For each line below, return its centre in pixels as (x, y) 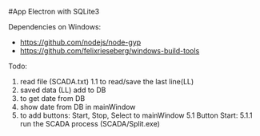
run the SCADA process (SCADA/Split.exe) (90, 124)
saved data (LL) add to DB (63, 90)
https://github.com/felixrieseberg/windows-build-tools (110, 51)
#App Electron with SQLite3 (54, 12)
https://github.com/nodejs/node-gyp (80, 42)
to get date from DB (52, 98)
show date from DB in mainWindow (78, 107)
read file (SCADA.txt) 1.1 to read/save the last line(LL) (107, 82)
